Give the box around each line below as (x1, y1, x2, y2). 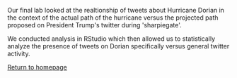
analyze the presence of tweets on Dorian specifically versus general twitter (7, 42, 230, 50)
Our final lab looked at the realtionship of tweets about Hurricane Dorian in (7, 6, 225, 14)
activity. (7, 49, 30, 58)
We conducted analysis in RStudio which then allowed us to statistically (7, 34, 216, 43)
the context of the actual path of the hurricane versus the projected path (7, 13, 219, 22)
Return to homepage (7, 63, 67, 71)
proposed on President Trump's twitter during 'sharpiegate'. (7, 21, 182, 29)
